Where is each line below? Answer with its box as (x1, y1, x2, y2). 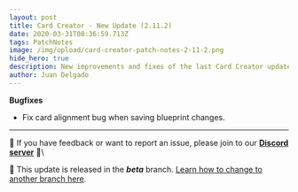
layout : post (9, 12, 58, 22)
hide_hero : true (9, 54, 69, 63)
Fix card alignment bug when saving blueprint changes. (21, 111, 226, 122)
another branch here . (9, 173, 87, 184)
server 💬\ (9, 147, 44, 157)
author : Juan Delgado (9, 71, 90, 80)
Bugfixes (9, 95, 43, 105)
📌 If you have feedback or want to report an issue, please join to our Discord (9, 137, 289, 148)
